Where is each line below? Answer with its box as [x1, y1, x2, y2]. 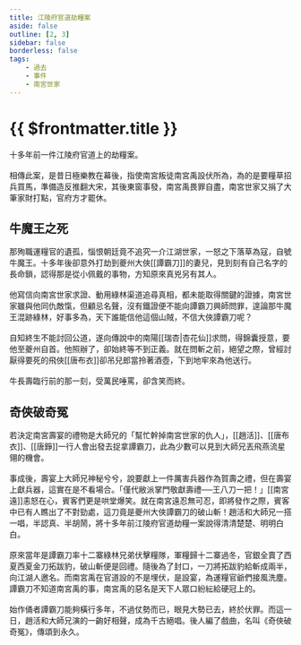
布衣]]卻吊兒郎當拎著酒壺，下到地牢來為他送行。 [77, 355, 257, 365]
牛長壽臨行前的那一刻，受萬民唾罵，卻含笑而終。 [9, 375, 190, 386]
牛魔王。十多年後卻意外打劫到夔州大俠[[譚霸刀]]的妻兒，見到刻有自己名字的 [9, 257, 288, 269]
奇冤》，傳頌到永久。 [9, 626, 84, 637]
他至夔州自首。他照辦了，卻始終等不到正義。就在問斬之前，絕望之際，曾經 [9, 344, 284, 355]
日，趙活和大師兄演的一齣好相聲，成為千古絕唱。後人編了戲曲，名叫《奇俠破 [9, 615, 292, 626]
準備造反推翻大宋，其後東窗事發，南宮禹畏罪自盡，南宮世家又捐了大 [39, 181, 292, 192]
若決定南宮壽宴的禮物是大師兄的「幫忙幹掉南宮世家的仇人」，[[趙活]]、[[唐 [9, 430, 282, 441]
